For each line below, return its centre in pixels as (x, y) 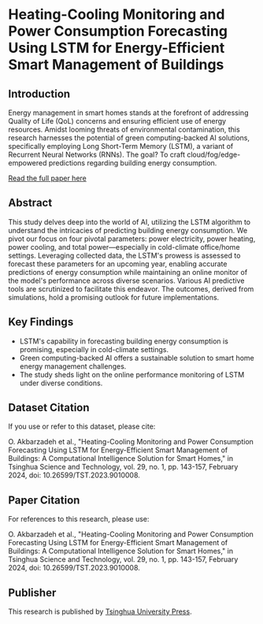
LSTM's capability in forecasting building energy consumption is (124, 341)
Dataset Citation (49, 408)
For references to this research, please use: (79, 519)
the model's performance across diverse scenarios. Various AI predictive (126, 280)
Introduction (39, 93)
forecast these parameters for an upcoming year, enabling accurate (118, 264)
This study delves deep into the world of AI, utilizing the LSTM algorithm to (129, 221)
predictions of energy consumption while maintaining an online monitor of (128, 272)
